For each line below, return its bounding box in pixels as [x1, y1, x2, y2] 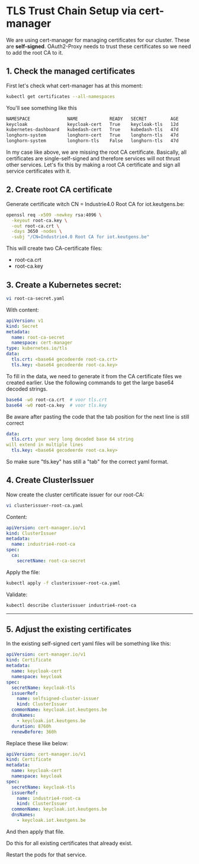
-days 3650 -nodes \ [11, 229, 62, 235]
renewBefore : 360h [11, 729, 57, 735]
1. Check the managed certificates [6, 67, 135, 77]
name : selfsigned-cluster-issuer [17, 696, 99, 702]
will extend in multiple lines [6, 442, 84, 448]
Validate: [6, 591, 28, 598]
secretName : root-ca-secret [17, 558, 86, 564]
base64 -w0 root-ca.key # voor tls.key [6, 402, 108, 408]
